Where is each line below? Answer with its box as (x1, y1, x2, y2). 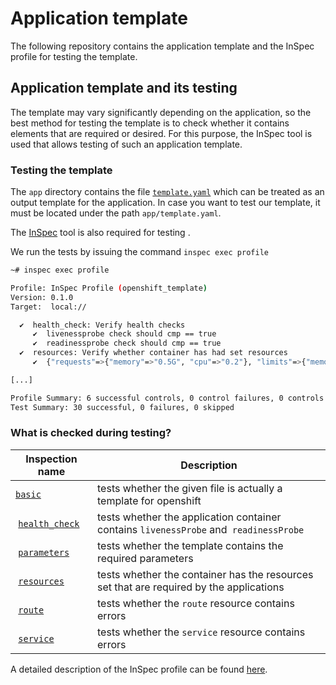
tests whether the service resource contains (97, 625, 306, 639)
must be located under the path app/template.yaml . (10, 207, 222, 219)
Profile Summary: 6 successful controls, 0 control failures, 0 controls (10, 393, 325, 403)
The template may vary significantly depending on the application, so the (10, 106, 312, 118)
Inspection (25, 452, 78, 466)
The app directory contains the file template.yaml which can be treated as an (10, 186, 325, 198)
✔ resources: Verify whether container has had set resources (19, 348, 288, 358)
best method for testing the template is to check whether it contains (10, 117, 290, 129)
